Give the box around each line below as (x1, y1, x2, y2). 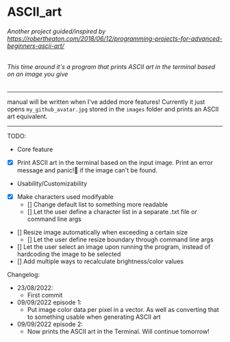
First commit (27, 291, 63, 300)
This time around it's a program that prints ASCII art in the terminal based (7, 63, 216, 71)
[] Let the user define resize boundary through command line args (27, 235, 214, 244)
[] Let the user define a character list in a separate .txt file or (27, 208, 197, 216)
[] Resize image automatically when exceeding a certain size (16, 228, 188, 237)
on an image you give (7, 70, 68, 79)
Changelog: (7, 271, 40, 279)
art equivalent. (7, 112, 48, 120)
